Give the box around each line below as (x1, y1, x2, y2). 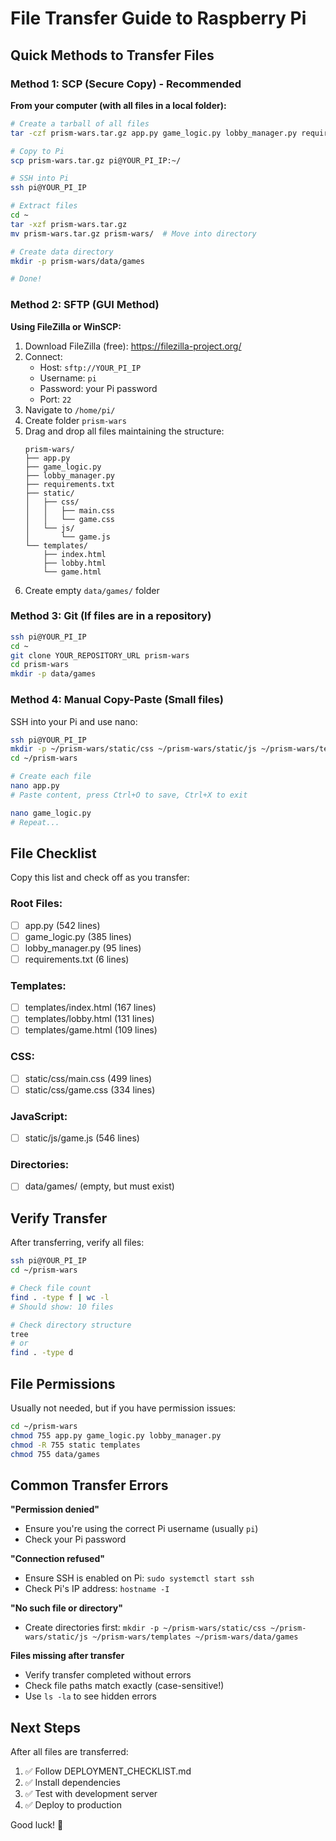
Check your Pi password (24, 1533, 127, 1546)
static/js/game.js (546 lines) (24, 1132, 140, 1144)
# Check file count (10, 1283, 92, 1294)
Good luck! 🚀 (10, 1819, 64, 1831)
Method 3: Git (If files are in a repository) (10, 609, 212, 623)
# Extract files (10, 201, 78, 211)
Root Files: (10, 897, 63, 911)
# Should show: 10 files (10, 1302, 114, 1312)
